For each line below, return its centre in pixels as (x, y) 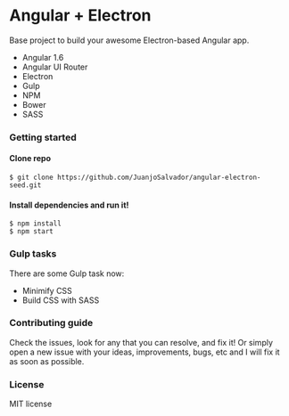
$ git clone (31, 178)
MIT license (31, 404)
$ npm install (36, 224)
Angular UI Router (55, 67)
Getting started (43, 137)
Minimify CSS (47, 290)
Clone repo (30, 159)
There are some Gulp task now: (67, 273)
